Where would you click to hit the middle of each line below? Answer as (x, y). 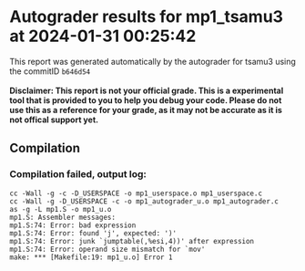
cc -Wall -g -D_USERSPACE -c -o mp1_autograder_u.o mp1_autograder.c (144, 201)
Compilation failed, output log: (78, 174)
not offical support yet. (54, 120)
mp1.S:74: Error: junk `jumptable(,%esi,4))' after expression (132, 241)
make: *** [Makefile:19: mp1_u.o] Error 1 (91, 257)
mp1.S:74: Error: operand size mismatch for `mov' (107, 249)
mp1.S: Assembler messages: (63, 217)
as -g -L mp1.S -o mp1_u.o (61, 209)
